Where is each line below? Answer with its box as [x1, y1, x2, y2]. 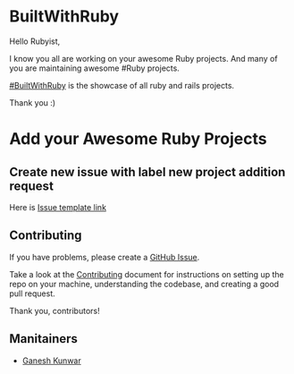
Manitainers [9, 331, 79, 346]
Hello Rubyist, [9, 36, 61, 47]
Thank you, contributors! [9, 305, 100, 316]
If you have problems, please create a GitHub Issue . [9, 251, 200, 262]
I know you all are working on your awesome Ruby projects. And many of [9, 53, 279, 64]
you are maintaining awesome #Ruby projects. [9, 63, 181, 73]
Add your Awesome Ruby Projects [9, 129, 267, 149]
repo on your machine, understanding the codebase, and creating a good [9, 278, 280, 289]
